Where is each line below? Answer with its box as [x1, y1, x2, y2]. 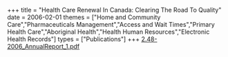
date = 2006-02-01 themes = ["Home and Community [7, 13, 161, 21]
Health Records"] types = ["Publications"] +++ [7, 35, 140, 43]
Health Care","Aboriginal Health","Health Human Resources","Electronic [7, 27, 210, 36]
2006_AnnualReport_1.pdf [7, 43, 80, 50]
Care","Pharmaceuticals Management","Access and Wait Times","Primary [7, 21, 216, 28]
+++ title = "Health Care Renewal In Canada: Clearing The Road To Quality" [7, 6, 222, 14]
